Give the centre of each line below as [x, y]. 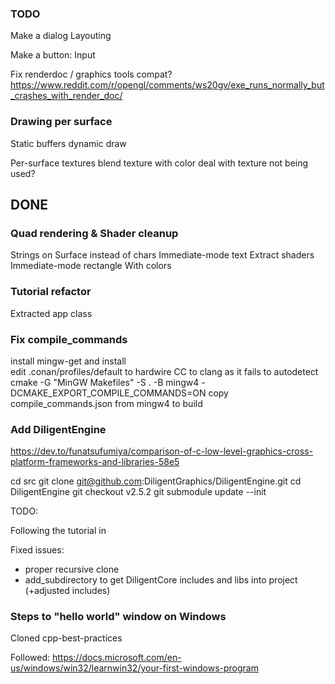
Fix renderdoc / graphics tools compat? [91, 74]
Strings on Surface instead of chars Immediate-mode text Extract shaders [162, 255]
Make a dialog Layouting [61, 36]
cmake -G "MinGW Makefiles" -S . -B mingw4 [105, 382]
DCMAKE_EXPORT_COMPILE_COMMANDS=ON [108, 393]
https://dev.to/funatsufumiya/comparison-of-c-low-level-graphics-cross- [161, 451]
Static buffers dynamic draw [68, 143]
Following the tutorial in [58, 531]
